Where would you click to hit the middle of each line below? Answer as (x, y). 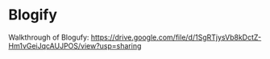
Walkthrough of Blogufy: (49, 37)
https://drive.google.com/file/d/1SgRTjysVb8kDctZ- (176, 37)
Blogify (33, 15)
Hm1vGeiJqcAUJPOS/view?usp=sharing (75, 45)
